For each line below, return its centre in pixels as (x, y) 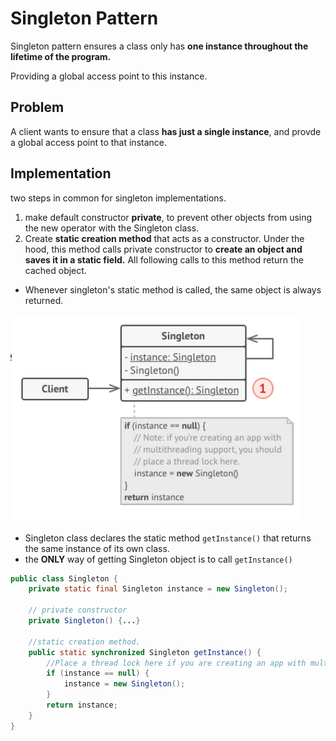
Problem (37, 107)
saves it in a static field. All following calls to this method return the (164, 259)
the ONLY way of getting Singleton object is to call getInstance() (158, 559)
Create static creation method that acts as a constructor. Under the (164, 238)
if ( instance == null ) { (98, 673)
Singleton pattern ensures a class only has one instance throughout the (159, 46)
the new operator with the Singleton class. (112, 228)
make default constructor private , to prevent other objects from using (168, 217)
